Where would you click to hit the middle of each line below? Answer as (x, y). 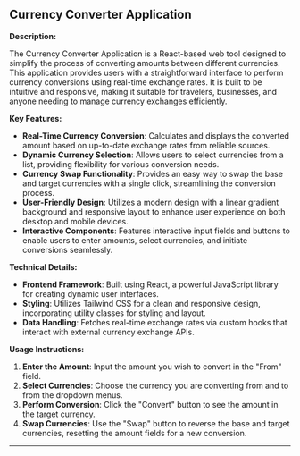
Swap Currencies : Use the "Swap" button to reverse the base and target (156, 423)
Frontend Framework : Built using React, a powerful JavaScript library (150, 284)
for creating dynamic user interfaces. (90, 293)
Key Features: (36, 118)
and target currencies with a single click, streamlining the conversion (149, 183)
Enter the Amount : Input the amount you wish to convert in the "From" (152, 367)
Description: (33, 36)
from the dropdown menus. (72, 395)
